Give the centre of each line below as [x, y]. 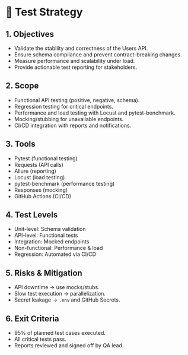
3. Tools [21, 144]
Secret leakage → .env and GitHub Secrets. [67, 300]
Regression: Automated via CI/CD [55, 254]
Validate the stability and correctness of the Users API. [81, 48]
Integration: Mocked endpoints [52, 242]
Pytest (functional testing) [46, 158]
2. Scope [22, 86]
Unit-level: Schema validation [50, 229]
